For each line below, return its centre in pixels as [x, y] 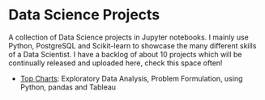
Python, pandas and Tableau [68, 87]
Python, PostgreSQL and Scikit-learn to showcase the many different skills [132, 45]
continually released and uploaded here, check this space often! [115, 63]
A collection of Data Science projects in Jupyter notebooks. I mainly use [128, 37]
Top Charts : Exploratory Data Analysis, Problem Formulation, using [131, 78]
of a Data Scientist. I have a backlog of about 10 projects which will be [125, 54]
